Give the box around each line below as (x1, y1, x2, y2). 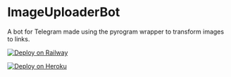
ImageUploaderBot (7, 4, 120, 20)
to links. (7, 34, 30, 43)
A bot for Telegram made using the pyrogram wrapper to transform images (7, 27, 224, 36)
